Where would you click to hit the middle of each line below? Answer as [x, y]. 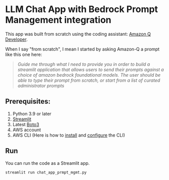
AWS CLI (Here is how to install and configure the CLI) [69, 135]
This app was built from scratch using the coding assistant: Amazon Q [78, 34]
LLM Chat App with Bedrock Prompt [81, 9]
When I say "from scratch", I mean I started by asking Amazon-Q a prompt [82, 49]
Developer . [16, 39]
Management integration [59, 20]
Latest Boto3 [26, 124]
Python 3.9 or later [32, 113]
